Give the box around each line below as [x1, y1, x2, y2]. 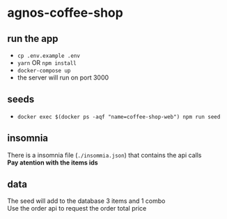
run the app [7, 33, 58, 45]
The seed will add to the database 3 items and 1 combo [7, 197, 166, 205]
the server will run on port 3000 [17, 73, 109, 82]
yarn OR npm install [17, 59, 77, 67]
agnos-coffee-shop [7, 5, 123, 21]
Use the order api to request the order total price [7, 204, 147, 213]
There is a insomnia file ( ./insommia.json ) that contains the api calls [7, 151, 202, 159]
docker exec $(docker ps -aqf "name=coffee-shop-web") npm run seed [17, 113, 221, 120]
